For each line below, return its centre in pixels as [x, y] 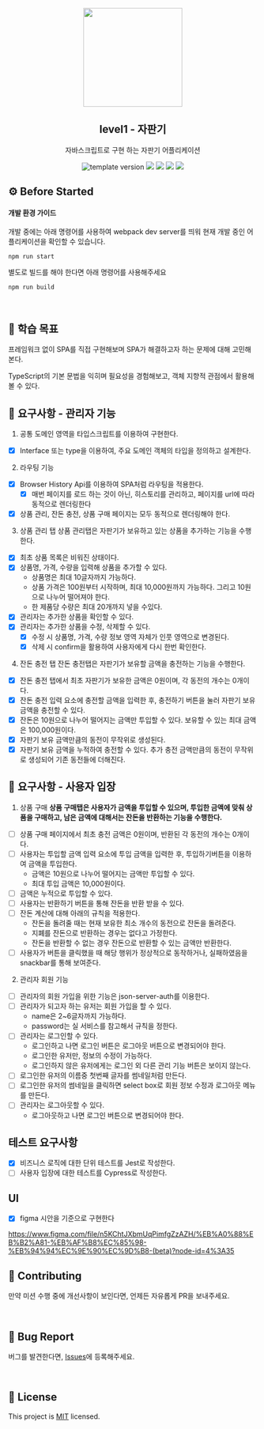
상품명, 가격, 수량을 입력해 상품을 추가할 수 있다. [93, 567]
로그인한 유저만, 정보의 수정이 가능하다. [92, 1056]
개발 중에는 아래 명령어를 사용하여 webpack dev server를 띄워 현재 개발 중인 [127, 232]
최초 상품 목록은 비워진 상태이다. [69, 558]
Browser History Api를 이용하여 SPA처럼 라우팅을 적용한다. [111, 484]
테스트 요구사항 [43, 1142]
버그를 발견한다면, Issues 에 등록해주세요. [72, 1356]
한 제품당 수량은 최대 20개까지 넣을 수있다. [97, 607]
